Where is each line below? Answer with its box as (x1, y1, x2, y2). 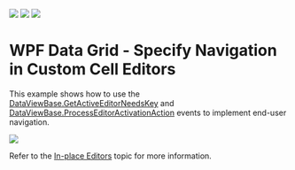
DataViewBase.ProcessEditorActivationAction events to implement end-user (9, 107, 287, 118)
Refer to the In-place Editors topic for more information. (9, 151, 213, 161)
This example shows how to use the (9, 89, 140, 99)
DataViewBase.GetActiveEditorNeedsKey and (9, 97, 175, 108)
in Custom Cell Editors (9, 59, 176, 80)
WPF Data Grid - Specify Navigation (9, 41, 277, 61)
